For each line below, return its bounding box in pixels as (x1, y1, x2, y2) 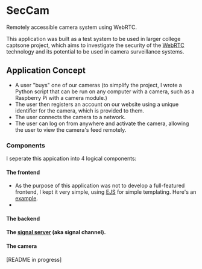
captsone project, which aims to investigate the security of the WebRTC (6, 42, 185, 49)
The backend (6, 215, 40, 222)
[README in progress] (6, 256, 62, 263)
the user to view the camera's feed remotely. (14, 126, 127, 133)
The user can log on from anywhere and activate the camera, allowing (14, 120, 189, 127)
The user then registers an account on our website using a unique (14, 100, 179, 108)
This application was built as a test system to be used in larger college (6, 35, 181, 42)
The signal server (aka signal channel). (6, 229, 107, 236)
